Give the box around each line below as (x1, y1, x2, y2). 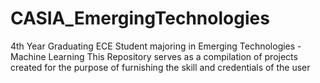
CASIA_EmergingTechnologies (10, 7, 270, 30)
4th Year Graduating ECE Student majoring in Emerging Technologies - (10, 40, 302, 52)
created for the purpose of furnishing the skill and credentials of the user (10, 61, 311, 73)
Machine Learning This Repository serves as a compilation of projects (10, 50, 298, 62)
